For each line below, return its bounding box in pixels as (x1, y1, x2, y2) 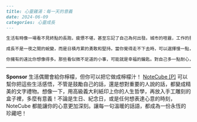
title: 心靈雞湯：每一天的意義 (6, 8, 73, 15)
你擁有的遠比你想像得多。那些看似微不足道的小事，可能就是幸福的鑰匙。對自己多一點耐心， (6, 57, 194, 62)
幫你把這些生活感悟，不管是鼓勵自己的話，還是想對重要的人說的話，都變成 (6, 81, 186, 88)
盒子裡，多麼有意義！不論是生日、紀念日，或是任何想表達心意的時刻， (6, 95, 176, 102)
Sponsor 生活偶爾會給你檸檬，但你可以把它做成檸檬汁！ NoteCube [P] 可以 (6, 74, 188, 80)
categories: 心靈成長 (6, 19, 56, 25)
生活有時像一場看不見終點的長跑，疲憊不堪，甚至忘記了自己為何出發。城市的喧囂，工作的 (6, 36, 189, 41)
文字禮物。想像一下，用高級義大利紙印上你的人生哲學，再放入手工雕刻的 (16, 88, 191, 95)
